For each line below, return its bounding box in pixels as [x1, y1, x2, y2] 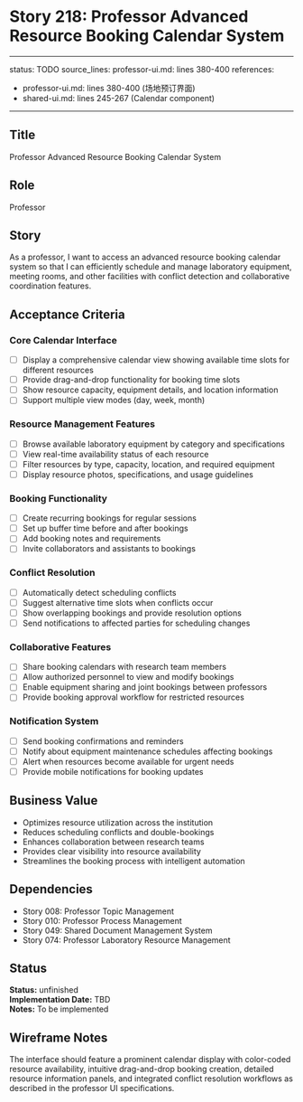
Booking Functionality [9, 492, 108, 504]
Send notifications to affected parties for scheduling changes [22, 617, 251, 628]
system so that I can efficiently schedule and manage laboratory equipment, [9, 261, 292, 272]
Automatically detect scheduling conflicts [22, 587, 177, 598]
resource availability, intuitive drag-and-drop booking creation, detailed [9, 1064, 274, 1075]
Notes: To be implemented [9, 1003, 109, 1014]
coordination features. [9, 280, 92, 291]
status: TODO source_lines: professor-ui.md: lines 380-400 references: [9, 63, 275, 74]
